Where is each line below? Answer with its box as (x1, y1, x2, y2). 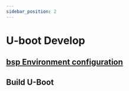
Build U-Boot (6, 77, 54, 87)
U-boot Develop (6, 33, 85, 47)
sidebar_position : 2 (6, 8, 57, 15)
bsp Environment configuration (6, 57, 124, 68)
